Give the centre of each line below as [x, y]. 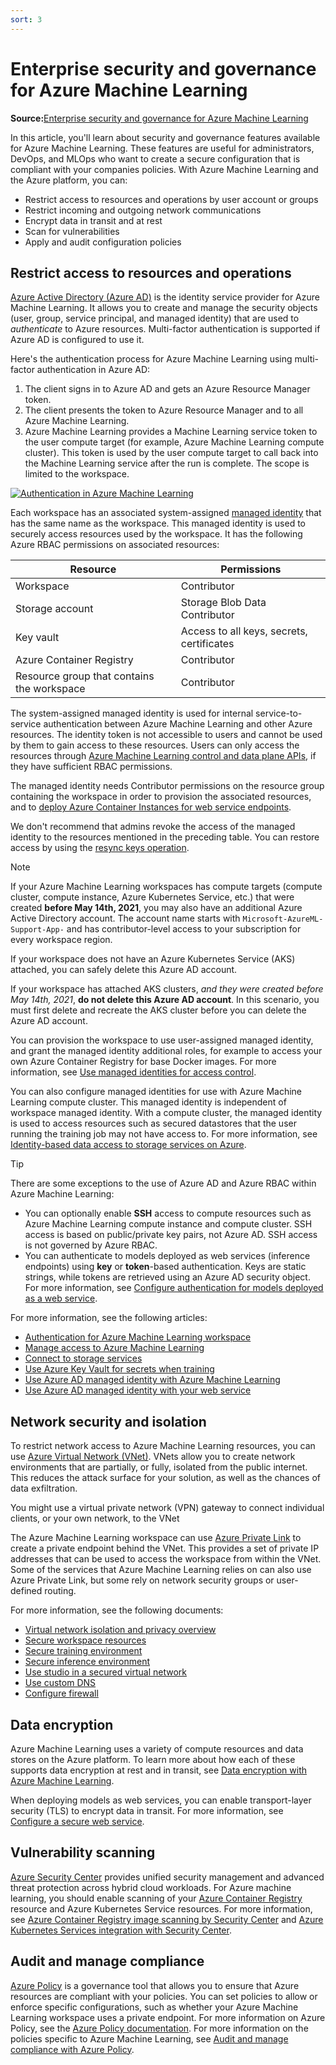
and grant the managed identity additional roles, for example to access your [166, 1051]
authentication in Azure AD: [93, 370]
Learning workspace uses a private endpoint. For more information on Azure [168, 2017]
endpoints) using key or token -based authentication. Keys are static [165, 1267]
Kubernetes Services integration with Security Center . [121, 1930]
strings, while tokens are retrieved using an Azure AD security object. [167, 1277]
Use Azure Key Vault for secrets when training [119, 1369]
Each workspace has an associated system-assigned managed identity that [166, 513]
